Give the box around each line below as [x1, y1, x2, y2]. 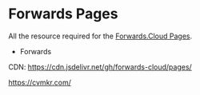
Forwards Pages [8, 5, 118, 23]
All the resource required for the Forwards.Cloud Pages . [8, 31, 193, 41]
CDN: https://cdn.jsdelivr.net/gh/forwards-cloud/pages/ [8, 61, 192, 72]
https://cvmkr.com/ [8, 77, 72, 87]
